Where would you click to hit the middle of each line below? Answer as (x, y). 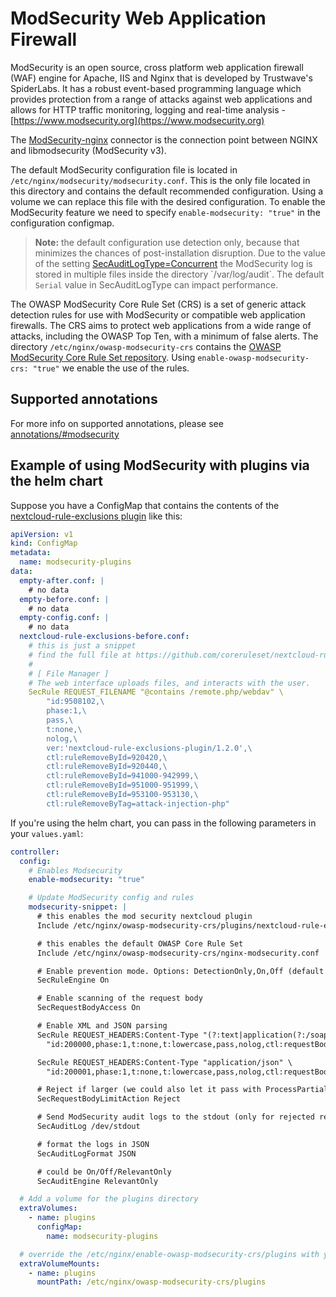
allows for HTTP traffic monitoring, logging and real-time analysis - (148, 109)
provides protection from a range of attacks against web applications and (161, 99)
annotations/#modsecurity (65, 434)
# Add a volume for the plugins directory (109, 1199)
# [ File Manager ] (69, 673)
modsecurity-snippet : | (78, 907)
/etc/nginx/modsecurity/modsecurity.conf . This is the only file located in (160, 180)
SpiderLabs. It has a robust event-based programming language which (156, 88)
